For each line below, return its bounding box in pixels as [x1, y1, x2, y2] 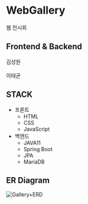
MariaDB [23, 158, 45, 165]
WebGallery [6, 4, 66, 17]
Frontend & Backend [6, 42, 83, 52]
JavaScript [23, 125, 50, 133]
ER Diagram [6, 175, 50, 185]
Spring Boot [23, 145, 53, 152]
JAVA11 [23, 139, 41, 146]
